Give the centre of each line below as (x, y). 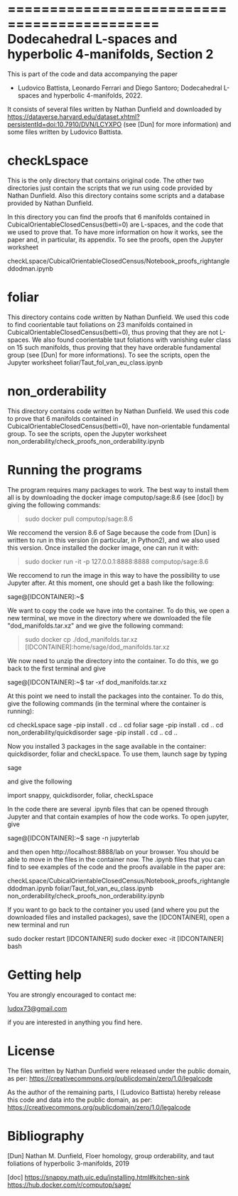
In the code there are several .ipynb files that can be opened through (108, 808)
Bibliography (46, 1136)
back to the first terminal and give (57, 668)
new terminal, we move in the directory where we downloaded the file (109, 618)
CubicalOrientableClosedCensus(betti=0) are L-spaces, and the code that (115, 224)
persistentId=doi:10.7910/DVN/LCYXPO (65, 124)
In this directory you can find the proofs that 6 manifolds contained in (109, 217)
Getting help (44, 975)
